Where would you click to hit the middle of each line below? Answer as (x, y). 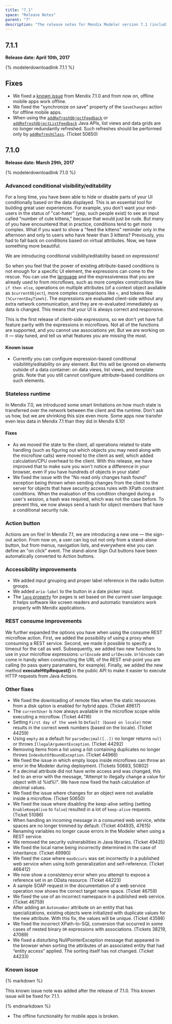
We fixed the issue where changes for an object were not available (83, 793)
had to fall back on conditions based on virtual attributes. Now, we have (81, 240)
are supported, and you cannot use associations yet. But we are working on (85, 330)
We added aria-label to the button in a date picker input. (73, 591)
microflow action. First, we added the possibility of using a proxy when (80, 638)
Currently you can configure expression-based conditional (74, 359)
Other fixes (20, 689)
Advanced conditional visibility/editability (58, 186)
